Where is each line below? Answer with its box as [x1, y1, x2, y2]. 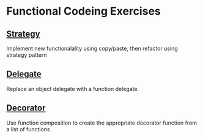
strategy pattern [6, 51, 47, 59]
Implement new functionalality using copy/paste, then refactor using [6, 45, 179, 52]
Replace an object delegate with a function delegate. [6, 85, 139, 92]
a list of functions [6, 125, 50, 133]
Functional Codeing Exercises [6, 4, 161, 18]
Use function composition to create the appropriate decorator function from [6, 119, 197, 126]
